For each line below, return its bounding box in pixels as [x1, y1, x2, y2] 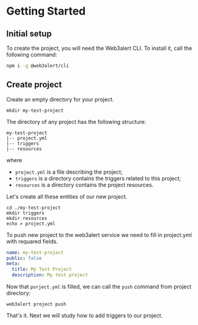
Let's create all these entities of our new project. [6, 193, 128, 200]
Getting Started [6, 4, 86, 18]
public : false [6, 255, 43, 261]
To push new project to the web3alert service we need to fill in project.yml [6, 231, 193, 238]
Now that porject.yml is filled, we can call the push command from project [6, 283, 192, 290]
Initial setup [6, 29, 52, 39]
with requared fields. [6, 238, 58, 245]
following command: [6, 51, 58, 58]
